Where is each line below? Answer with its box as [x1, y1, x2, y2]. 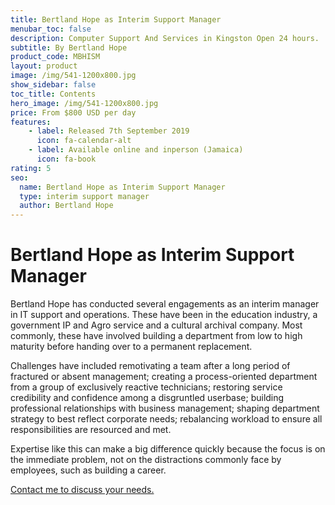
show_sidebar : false [10, 80, 97, 90]
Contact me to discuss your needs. [10, 484, 155, 496]
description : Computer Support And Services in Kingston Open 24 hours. [10, 33, 320, 43]
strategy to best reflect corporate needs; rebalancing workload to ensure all [10, 413, 323, 425]
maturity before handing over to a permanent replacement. [10, 341, 253, 353]
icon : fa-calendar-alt [36, 136, 132, 146]
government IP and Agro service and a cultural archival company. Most [10, 319, 303, 331]
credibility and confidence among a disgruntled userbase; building [10, 392, 285, 404]
